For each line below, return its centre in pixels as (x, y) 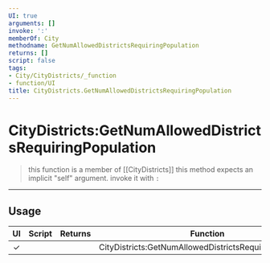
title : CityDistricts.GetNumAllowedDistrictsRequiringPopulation (120, 90)
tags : (17, 68)
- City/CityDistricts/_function (62, 76)
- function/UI (32, 83)
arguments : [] (32, 23)
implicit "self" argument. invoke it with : (94, 179)
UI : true (23, 16)
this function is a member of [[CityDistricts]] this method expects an (141, 170)
